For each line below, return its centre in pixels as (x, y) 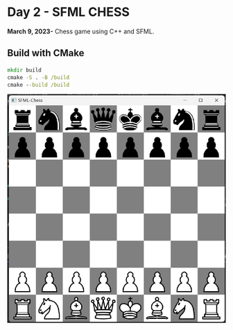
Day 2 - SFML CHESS (69, 12)
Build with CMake (46, 53)
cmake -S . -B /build (38, 77)
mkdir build (24, 70)
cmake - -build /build (38, 85)
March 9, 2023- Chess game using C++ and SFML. (81, 31)
